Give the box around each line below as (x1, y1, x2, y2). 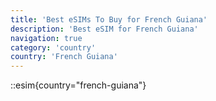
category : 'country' (10, 42, 97, 53)
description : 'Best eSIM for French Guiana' (10, 24, 199, 34)
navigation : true (10, 33, 83, 43)
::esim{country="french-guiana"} (10, 79, 147, 91)
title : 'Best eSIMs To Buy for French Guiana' (10, 14, 208, 25)
